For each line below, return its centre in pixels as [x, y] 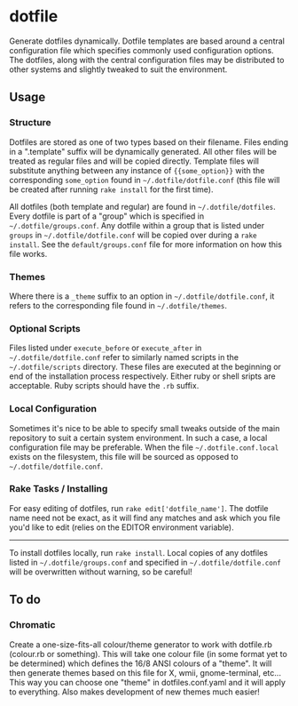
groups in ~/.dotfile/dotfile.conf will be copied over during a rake [133, 235]
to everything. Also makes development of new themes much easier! [134, 692]
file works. [28, 253]
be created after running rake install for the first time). [111, 189]
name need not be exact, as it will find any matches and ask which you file [145, 517]
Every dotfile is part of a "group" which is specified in [107, 216]
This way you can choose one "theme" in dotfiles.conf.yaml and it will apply [148, 682]
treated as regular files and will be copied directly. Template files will [134, 161]
